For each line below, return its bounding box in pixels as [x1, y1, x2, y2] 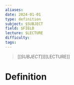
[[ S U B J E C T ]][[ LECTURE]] [17, 53, 71, 59]
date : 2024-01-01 [5, 12, 41, 17]
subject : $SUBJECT [5, 21, 43, 26]
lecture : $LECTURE [5, 30, 43, 35]
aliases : [5, 7, 23, 12]
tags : [5, 40, 16, 45]
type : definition [5, 16, 41, 21]
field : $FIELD [5, 26, 35, 31]
